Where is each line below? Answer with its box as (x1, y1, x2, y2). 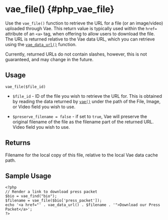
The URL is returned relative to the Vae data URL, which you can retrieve (5, 36, 155, 42)
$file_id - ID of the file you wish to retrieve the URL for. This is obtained (12, 93, 162, 99)
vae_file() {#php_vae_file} (5, 4, 114, 15)
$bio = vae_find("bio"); (5, 194, 57, 199)
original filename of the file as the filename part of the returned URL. (12, 119, 154, 125)
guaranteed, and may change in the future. (5, 56, 94, 62)
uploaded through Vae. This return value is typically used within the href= (5, 25, 157, 31)
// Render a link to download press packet (5, 189, 98, 194)
